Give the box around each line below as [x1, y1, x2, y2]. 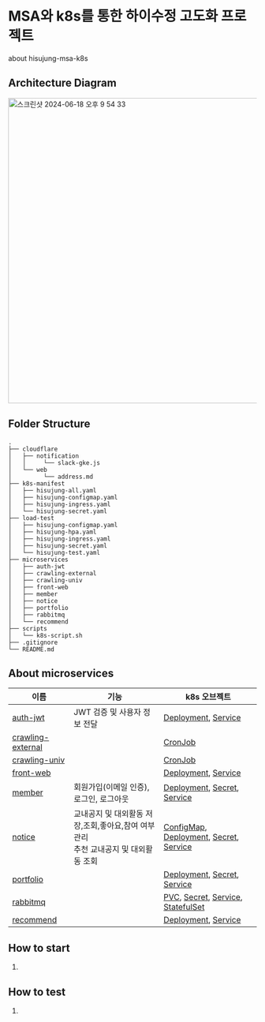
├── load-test [8, 514, 55, 522]
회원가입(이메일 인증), [73, 782, 150, 793]
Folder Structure [8, 417, 91, 431]
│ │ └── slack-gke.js [8, 459, 101, 466]
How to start [8, 941, 70, 955]
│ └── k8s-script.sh [8, 631, 83, 639]
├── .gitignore [8, 638, 58, 646]
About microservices [8, 666, 114, 679]
